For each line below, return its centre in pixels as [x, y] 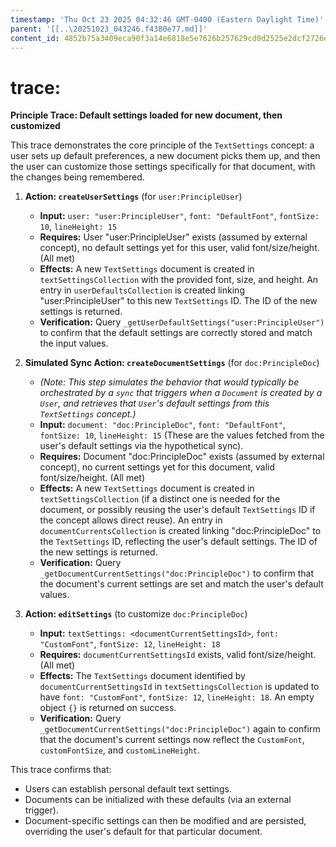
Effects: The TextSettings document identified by [142, 676]
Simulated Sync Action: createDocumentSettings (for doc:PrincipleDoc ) [172, 363]
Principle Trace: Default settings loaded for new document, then [146, 115]
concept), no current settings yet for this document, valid [157, 467]
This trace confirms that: [61, 770]
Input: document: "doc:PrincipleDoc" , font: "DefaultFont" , [163, 425]
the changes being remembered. [77, 177]
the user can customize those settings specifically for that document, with [163, 167]
